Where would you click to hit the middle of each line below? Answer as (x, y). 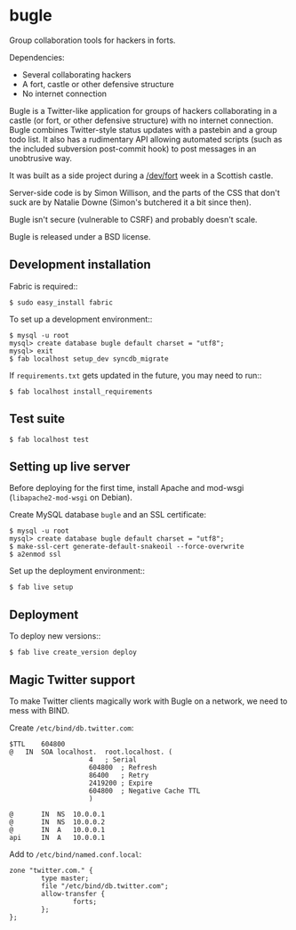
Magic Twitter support (72, 679)
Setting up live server (70, 466)
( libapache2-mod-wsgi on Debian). (71, 498)
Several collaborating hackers (76, 74)
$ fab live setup (41, 587)
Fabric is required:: (44, 286)
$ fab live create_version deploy (73, 653)
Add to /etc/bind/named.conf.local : (76, 854)
